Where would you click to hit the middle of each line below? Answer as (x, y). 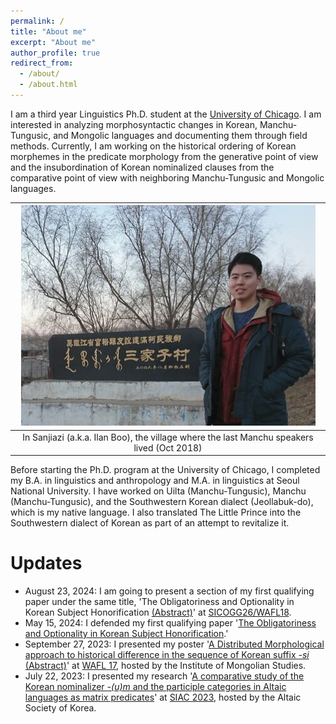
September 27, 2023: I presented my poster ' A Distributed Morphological (174, 644)
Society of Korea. (60, 708)
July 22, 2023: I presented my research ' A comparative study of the (164, 676)
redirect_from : (42, 63)
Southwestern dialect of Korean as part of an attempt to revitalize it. (150, 523)
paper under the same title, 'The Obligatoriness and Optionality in (159, 602)
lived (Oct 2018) (168, 447)
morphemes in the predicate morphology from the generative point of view (164, 156)
